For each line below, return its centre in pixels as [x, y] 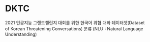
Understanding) [21, 34]
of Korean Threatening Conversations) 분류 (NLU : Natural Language [74, 29]
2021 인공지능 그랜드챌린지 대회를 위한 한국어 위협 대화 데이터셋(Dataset [75, 22]
